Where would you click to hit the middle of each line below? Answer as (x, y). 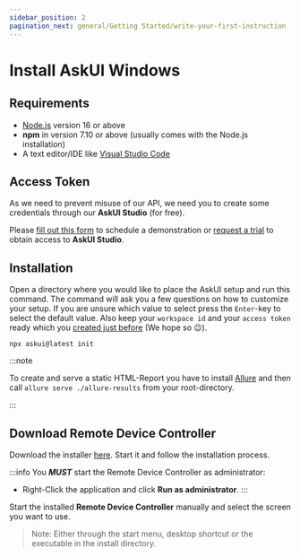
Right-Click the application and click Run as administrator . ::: (135, 489)
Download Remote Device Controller (113, 433)
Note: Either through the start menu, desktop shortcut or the (142, 534)
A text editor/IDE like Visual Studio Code (96, 153)
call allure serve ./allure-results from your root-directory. (122, 387)
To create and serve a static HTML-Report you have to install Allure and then (150, 379)
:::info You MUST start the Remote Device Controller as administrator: (137, 472)
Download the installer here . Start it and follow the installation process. (140, 455)
